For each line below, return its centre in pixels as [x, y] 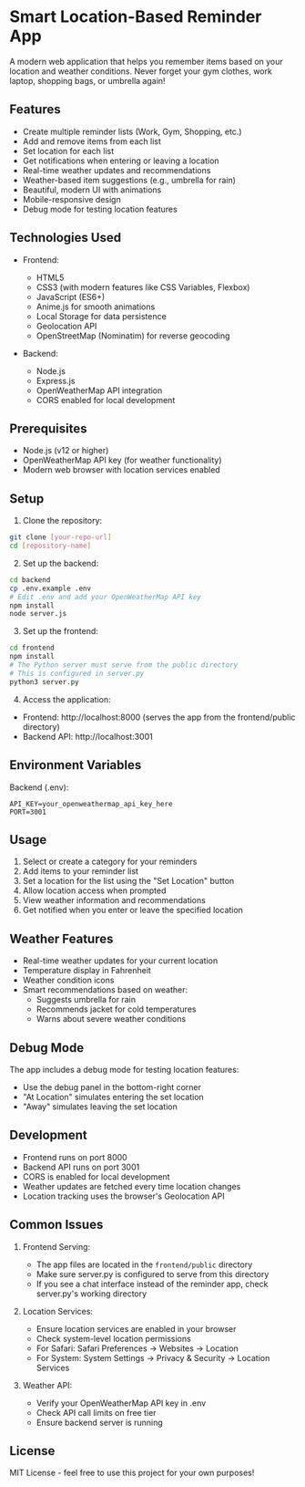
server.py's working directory [91, 1294]
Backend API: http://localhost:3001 [87, 736]
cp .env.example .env [51, 588]
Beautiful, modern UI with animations [92, 190]
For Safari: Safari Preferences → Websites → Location [137, 1348]
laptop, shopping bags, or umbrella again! [87, 80]
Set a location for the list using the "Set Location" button [128, 881]
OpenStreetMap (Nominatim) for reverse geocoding [133, 336]
